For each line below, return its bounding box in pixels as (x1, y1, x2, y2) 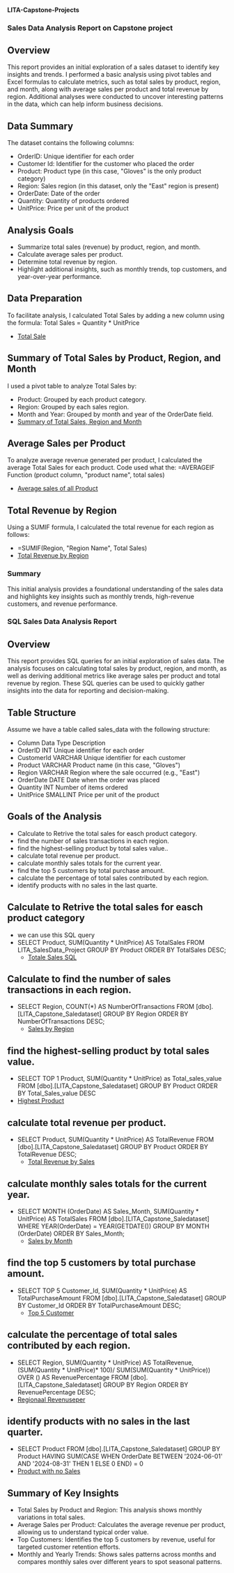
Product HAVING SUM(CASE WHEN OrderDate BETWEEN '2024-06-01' (17, 1452, 223, 1461)
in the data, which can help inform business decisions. (7, 100, 164, 108)
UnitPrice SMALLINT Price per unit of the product (17, 791, 159, 799)
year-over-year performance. (17, 272, 102, 280)
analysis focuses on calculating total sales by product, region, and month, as (7, 664, 227, 673)
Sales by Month (27, 1236, 73, 1245)
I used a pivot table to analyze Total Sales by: (7, 381, 137, 390)
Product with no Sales (17, 1467, 81, 1475)
